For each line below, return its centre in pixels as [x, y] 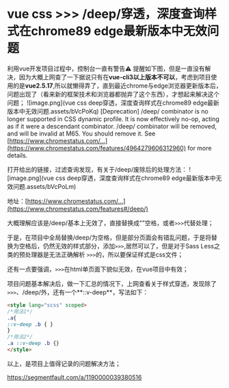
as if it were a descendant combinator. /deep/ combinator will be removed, [112, 126]
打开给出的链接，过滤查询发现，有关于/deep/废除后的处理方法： [97, 169]
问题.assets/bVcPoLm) [44, 186]
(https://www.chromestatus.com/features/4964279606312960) [97, 148]
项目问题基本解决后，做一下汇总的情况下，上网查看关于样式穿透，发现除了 [112, 283]
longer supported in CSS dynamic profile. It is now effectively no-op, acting [113, 119]
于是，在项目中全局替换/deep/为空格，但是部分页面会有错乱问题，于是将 [109, 237]
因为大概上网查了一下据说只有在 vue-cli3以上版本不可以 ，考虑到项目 [115, 77]
